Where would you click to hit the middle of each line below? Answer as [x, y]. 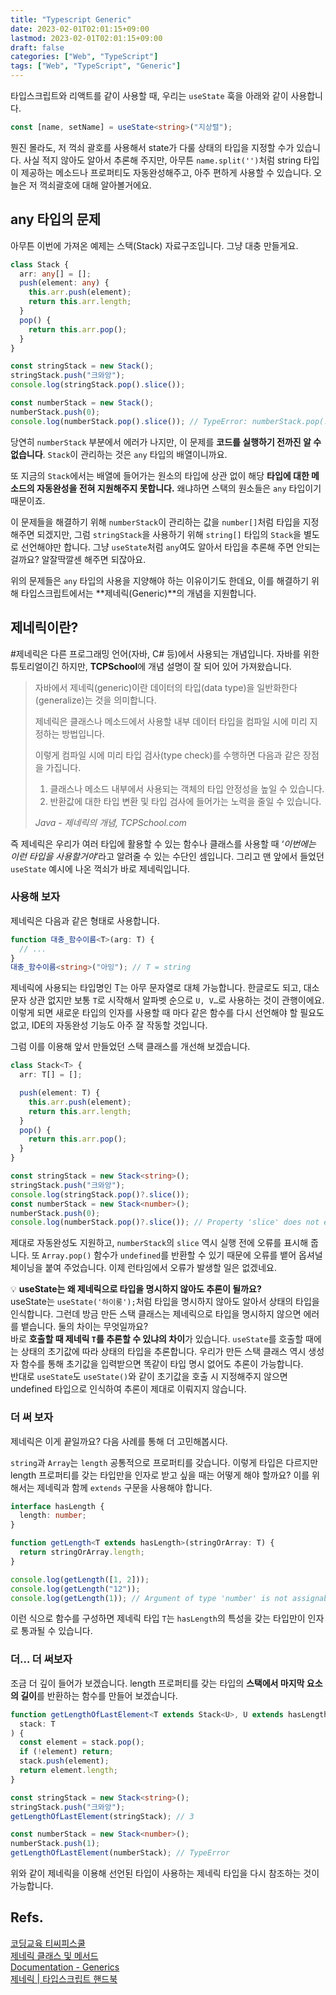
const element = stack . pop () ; [82, 1742]
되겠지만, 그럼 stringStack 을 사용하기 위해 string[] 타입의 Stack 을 [169, 534]
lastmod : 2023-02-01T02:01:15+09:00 [86, 38]
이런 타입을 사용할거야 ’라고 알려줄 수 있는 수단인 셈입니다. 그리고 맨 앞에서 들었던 [167, 856]
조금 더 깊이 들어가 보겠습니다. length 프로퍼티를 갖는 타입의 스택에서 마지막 [157, 1683]
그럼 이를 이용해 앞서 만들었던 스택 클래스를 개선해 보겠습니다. [130, 1047]
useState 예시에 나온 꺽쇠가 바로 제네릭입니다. [100, 868]
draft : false [37, 47]
